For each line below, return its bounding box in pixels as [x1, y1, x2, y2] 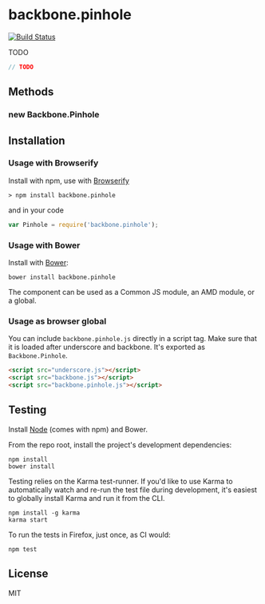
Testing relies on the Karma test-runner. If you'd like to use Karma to [8, 476, 233, 486]
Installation [8, 133, 65, 147]
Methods [8, 85, 54, 99]
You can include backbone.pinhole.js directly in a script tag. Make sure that [8, 334, 258, 344]
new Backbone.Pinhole [8, 109, 100, 121]
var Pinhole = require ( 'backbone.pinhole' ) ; [8, 221, 159, 228]
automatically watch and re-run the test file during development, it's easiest [8, 485, 258, 495]
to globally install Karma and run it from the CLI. [8, 493, 165, 503]
